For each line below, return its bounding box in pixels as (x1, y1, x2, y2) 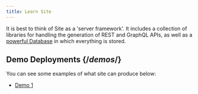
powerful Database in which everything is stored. (6, 37, 126, 44)
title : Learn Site (6, 8, 52, 15)
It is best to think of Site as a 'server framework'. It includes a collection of (6, 25, 187, 32)
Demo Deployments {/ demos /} (6, 54, 122, 65)
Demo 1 (14, 82, 34, 89)
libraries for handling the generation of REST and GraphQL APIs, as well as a (6, 31, 193, 38)
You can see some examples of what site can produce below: (6, 70, 156, 77)
